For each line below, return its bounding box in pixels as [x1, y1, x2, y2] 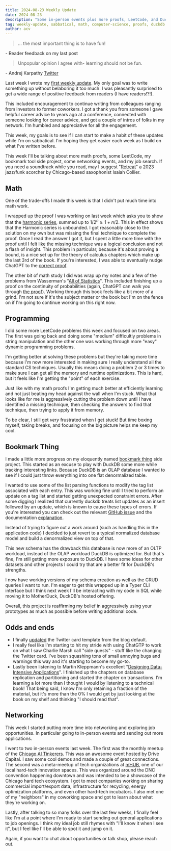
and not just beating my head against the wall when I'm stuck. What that [5, 391, 157, 397]
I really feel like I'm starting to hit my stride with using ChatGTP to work [12, 642, 162, 648]
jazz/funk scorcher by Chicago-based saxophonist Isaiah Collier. [5, 169, 141, 175]
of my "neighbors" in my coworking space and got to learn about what [5, 794, 153, 800]
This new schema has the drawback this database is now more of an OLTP [5, 545, 162, 551]
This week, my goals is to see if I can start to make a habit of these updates [5, 132, 164, 138]
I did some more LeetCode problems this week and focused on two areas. [5, 327, 160, 334]
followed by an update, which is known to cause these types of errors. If [5, 504, 157, 510]
